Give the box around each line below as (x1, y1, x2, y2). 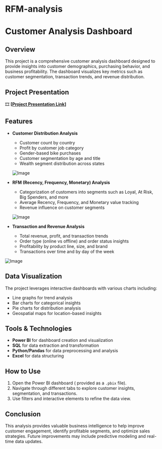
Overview (5, 45, 36, 53)
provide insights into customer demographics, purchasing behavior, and (5, 64, 150, 69)
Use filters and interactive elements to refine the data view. (12, 396, 131, 402)
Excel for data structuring (12, 353, 64, 359)
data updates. (15, 439, 43, 445)
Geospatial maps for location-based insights (12, 310, 102, 316)
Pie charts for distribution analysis (12, 305, 81, 311)
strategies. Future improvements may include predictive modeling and (5, 433, 146, 439)
